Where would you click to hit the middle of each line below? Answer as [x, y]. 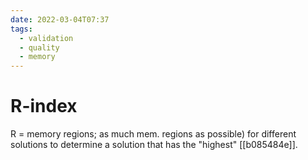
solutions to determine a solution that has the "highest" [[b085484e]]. [154, 145]
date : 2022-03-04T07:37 [60, 19]
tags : [21, 29]
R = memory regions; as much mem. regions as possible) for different [153, 134]
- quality [39, 47]
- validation [46, 38]
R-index [44, 106]
